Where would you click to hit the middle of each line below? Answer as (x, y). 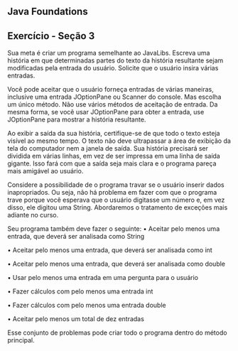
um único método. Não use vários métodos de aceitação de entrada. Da (113, 104)
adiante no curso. (33, 215)
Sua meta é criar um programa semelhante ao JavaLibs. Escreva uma (109, 53)
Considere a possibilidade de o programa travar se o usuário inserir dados (116, 185)
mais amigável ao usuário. (45, 171)
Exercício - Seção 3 (51, 36)
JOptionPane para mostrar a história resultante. (77, 119)
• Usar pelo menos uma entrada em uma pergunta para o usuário (103, 278)
